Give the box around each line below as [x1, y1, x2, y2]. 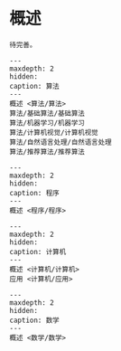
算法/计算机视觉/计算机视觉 [9, 128, 99, 137]
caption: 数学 [9, 316, 60, 325]
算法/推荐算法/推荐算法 [9, 147, 86, 157]
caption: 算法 [9, 81, 60, 90]
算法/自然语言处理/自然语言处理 [9, 138, 112, 147]
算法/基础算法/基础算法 [9, 109, 86, 118]
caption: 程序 [9, 188, 60, 197]
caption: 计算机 [9, 247, 67, 256]
